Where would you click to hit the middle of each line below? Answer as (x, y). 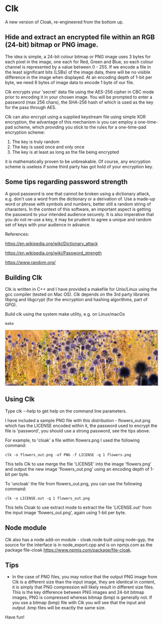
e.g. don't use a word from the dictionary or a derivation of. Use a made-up (80, 199)
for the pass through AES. (31, 107)
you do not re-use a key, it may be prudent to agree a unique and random (78, 219)
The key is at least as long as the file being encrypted (65, 152)
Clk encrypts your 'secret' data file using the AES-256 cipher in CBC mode (80, 92)
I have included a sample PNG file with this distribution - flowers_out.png (78, 420)
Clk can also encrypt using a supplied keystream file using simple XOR (75, 117)
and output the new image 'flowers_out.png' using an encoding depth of (77, 469)
